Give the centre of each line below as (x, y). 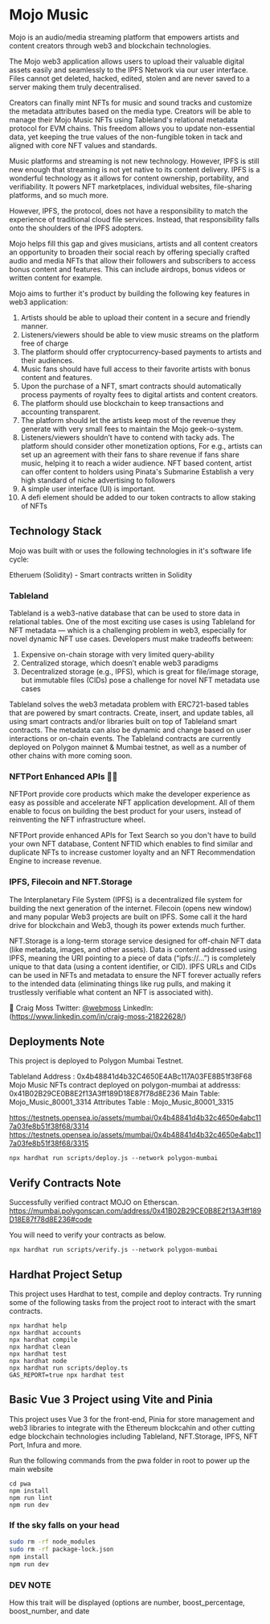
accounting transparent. (61, 412)
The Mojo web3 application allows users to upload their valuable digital (127, 61)
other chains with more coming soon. (71, 756)
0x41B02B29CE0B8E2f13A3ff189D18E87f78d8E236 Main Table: (115, 1094)
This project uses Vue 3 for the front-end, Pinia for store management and (132, 1419)
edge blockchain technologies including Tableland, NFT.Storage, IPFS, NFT (133, 1436)
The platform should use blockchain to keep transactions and (122, 403)
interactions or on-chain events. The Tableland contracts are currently (125, 739)
